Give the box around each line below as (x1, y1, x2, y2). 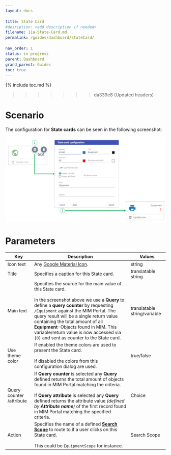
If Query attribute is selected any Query (34, 392, 119, 398)
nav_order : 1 (5, 46, 33, 51)
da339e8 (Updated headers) (94, 92, 154, 98)
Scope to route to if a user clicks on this (34, 426, 118, 433)
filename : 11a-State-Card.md (5, 30, 67, 35)
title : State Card (5, 19, 44, 24)
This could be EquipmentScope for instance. (34, 442, 123, 448)
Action (7, 432, 21, 438)
